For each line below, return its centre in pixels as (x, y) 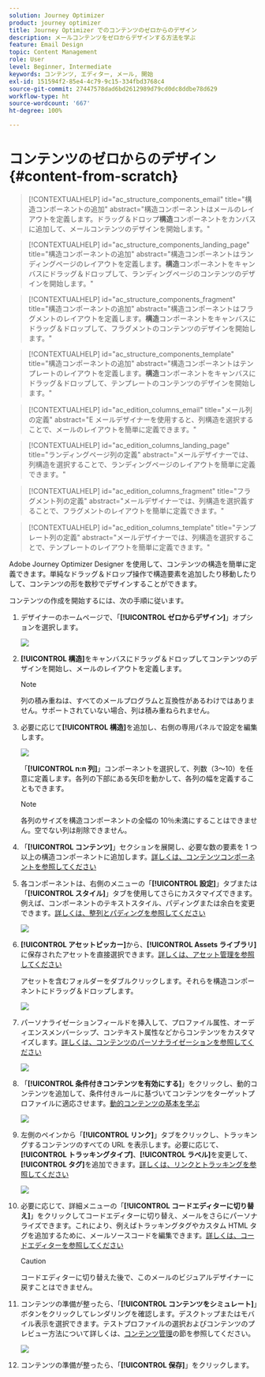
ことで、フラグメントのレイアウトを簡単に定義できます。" (129, 510)
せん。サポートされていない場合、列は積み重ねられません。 (117, 710)
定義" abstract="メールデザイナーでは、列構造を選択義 (159, 501)
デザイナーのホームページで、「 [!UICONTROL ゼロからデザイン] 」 (127, 617)
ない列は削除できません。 (90, 830)
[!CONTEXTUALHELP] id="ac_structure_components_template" (131, 354)
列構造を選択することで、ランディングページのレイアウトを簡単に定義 (142, 464)
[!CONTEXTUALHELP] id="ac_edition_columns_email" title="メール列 (140, 409)
